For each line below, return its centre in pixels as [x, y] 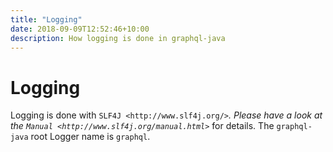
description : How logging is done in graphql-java [118, 38]
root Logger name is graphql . [90, 137]
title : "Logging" [46, 19]
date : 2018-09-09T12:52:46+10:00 [80, 29]
